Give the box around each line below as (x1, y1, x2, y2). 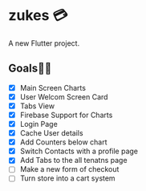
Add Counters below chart (19, 137, 107, 147)
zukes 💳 (8, 6, 68, 25)
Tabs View (19, 101, 55, 111)
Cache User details (19, 128, 83, 138)
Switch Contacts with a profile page (19, 146, 139, 156)
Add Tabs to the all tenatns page (19, 156, 128, 165)
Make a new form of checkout (19, 165, 120, 174)
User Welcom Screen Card (19, 91, 108, 101)
